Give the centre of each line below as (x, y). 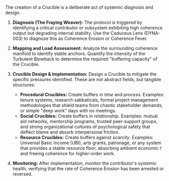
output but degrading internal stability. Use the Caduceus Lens (78, 33)
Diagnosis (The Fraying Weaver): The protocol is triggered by (77, 22)
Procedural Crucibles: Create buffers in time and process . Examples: (92, 95)
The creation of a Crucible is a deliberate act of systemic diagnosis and (79, 7)
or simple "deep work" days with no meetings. (68, 111)
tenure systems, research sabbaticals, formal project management (89, 100)
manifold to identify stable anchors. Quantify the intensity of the (79, 53)
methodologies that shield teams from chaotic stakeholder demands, (91, 105)
